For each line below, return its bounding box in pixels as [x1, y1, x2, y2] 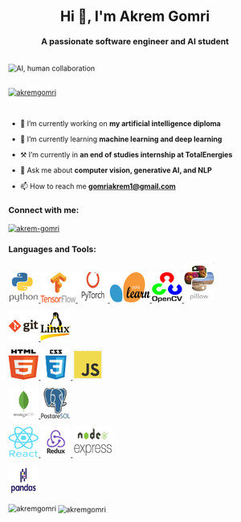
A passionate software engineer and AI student [41, 36, 229, 47]
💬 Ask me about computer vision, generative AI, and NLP [19, 165, 212, 175]
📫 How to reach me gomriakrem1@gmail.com [19, 181, 177, 191]
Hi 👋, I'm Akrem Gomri [59, 7, 210, 26]
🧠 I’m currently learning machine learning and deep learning [19, 134, 223, 144]
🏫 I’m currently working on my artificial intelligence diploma [19, 119, 221, 128]
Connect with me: [8, 205, 80, 216]
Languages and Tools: [8, 244, 96, 255]
